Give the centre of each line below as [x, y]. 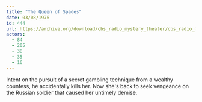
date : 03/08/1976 [28, 18]
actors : [16, 34]
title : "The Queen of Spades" [44, 12]
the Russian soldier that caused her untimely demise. [72, 92]
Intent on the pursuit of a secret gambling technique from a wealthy [90, 80]
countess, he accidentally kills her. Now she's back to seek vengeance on [98, 86]
